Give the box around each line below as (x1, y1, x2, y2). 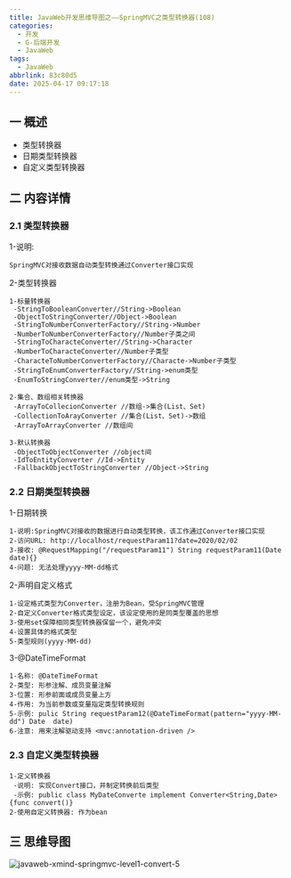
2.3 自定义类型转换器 (9, 749, 100, 761)
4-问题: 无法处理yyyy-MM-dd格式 (9, 563, 118, 573)
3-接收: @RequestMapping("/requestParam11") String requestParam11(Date (9, 546, 282, 555)
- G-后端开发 (17, 37, 61, 47)
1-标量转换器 (9, 297, 51, 306)
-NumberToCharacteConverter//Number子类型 (12, 347, 169, 356)
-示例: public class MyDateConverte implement (12, 790, 187, 800)
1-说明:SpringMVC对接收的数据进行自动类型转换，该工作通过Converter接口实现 (9, 527, 265, 536)
